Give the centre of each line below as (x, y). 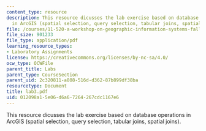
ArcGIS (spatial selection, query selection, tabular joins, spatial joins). (94, 121)
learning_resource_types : (39, 47)
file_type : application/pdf (42, 40)
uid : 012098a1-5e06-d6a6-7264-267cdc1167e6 (63, 97)
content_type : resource (37, 12)
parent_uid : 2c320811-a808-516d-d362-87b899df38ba (72, 80)
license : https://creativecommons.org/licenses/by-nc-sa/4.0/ (87, 58)
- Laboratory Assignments (39, 52)
